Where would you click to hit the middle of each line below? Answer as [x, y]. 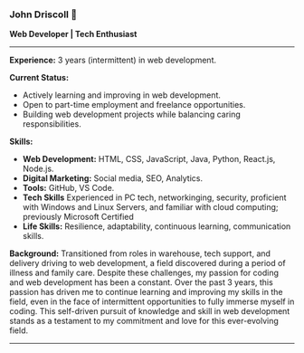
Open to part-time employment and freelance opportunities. [134, 105]
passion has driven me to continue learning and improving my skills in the [146, 292]
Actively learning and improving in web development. [122, 95]
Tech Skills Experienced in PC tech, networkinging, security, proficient [154, 197]
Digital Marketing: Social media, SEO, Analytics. [113, 178]
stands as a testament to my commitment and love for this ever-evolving [144, 321]
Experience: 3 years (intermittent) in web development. [113, 60]
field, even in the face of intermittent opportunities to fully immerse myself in [152, 301]
